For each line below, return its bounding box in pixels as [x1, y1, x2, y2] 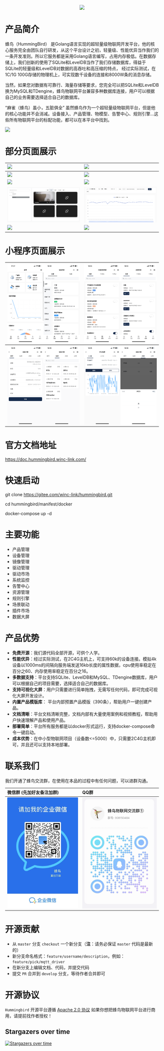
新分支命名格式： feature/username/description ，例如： [12, 953, 125, 959]
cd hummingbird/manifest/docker [5, 501, 72, 507]
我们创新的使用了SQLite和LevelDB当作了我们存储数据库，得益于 [18, 59, 146, 65]
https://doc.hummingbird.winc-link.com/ [5, 456, 86, 462]
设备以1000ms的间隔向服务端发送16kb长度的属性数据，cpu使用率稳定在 [12, 662, 157, 668]
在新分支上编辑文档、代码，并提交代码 [12, 965, 89, 971]
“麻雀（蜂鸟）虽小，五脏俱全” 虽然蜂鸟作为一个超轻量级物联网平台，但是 [5, 104, 151, 110]
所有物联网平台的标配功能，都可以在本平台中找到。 [9, 117, 112, 122]
